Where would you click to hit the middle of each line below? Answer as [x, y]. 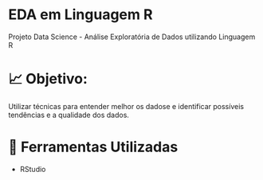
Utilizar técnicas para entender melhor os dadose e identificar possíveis [126, 106]
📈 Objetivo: [48, 79]
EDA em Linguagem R [80, 15]
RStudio [33, 169]
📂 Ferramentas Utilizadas [93, 147]
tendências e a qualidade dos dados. [69, 115]
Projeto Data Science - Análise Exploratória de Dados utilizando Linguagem [132, 37]
